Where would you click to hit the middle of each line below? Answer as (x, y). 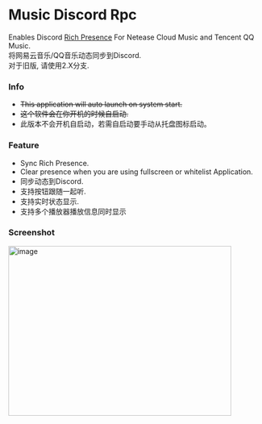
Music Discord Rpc (73, 15)
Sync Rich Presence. (54, 163)
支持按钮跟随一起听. (53, 191)
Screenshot (31, 233)
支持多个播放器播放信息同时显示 (73, 211)
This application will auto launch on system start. (101, 104)
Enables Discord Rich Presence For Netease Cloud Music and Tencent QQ (131, 37)
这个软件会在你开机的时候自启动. (74, 114)
